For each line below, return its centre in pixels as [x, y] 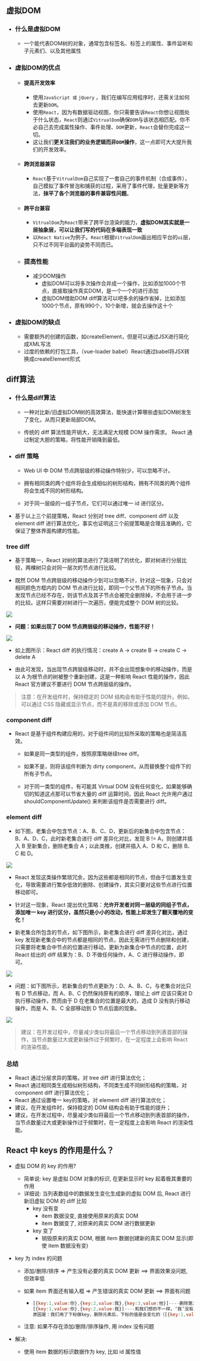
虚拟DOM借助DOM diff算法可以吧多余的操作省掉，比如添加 [113, 298]
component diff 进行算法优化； [53, 1092]
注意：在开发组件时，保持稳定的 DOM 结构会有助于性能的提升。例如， [107, 697]
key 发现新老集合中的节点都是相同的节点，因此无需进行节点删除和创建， [103, 939]
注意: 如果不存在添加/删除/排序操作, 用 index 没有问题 [89, 1326]
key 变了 [43, 1231]
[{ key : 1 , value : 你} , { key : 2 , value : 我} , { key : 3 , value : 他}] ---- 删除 [110, 1303]
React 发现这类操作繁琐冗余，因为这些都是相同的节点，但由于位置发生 [101, 877]
